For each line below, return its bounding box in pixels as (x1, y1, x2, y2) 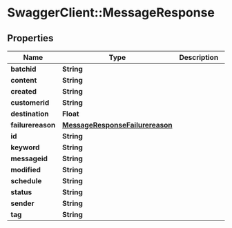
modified (10, 165, 41, 174)
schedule (10, 176, 42, 185)
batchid (10, 64, 37, 74)
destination (10, 109, 49, 118)
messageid (10, 154, 48, 163)
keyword (10, 143, 40, 152)
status (10, 187, 32, 197)
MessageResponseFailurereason (61, 121, 173, 129)
